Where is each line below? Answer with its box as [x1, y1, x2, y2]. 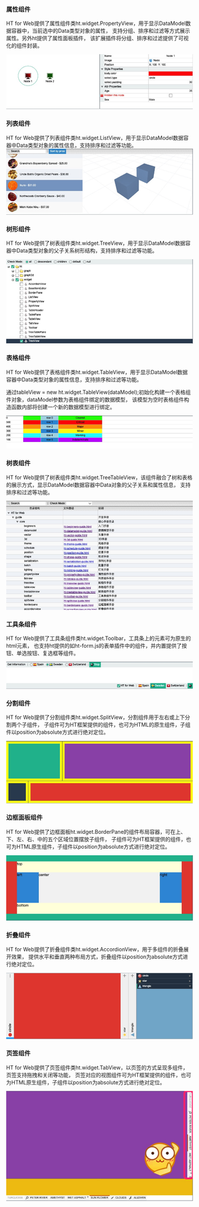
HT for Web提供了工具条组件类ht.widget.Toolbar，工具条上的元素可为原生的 [6, 635, 191, 642]
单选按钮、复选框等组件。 [16, 649, 79, 657]
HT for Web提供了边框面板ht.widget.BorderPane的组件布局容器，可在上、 [6, 828, 187, 835]
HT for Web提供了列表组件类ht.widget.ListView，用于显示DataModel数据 [6, 134, 184, 141]
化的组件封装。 [6, 42, 43, 49]
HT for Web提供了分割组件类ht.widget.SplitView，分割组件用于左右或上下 [6, 714, 185, 721]
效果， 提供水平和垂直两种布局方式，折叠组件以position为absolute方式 [11, 953, 183, 960]
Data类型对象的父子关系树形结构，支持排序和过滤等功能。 [16, 247, 158, 254]
